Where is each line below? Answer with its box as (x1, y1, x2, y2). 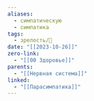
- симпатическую (14, 17, 62, 24)
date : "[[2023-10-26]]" (7, 43, 78, 51)
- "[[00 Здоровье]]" (14, 57, 75, 64)
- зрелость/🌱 (14, 37, 53, 44)
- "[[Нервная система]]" (14, 70, 88, 77)
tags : (7, 30, 23, 38)
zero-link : (7, 51, 40, 58)
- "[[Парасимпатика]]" (14, 83, 81, 90)
